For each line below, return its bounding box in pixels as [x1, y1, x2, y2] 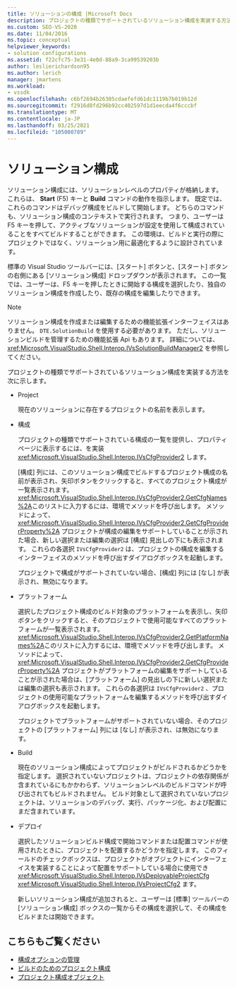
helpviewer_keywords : [7, 43, 71, 50]
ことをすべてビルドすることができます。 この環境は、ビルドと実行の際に [13, 230, 224, 239]
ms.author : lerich [7, 69, 61, 76]
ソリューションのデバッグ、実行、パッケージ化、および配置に [48, 798, 228, 807]
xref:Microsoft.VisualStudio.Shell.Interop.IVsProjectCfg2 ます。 [17, 880, 200, 888]
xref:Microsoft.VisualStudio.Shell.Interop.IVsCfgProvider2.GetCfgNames [17, 493, 227, 502]
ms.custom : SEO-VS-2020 [7, 23, 78, 30]
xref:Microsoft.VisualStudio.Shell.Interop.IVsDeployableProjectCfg [17, 872, 209, 880]
